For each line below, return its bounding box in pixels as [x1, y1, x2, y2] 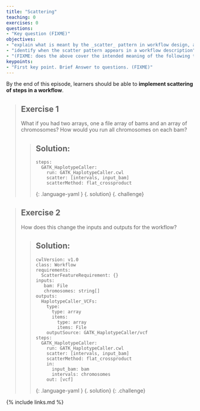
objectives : [6, 36, 36, 42]
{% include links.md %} [6, 398, 64, 406]
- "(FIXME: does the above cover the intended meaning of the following [6, 53, 190, 59]
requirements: [35, 267, 71, 273]
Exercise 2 [20, 208, 61, 218]
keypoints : [6, 58, 33, 64]
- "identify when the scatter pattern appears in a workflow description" [6, 48, 196, 54]
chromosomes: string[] [43, 288, 100, 294]
